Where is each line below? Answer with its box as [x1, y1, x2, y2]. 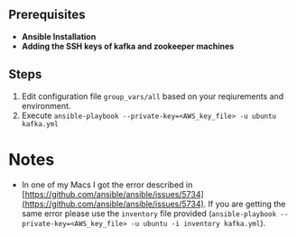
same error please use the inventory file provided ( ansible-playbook [21, 207, 277, 219]
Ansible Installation [21, 31, 97, 41]
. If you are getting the [203, 198, 286, 209]
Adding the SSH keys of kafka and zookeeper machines [21, 41, 235, 51]
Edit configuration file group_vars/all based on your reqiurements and [21, 90, 284, 102]
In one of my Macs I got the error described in [21, 179, 193, 190]
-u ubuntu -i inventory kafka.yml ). [131, 217, 266, 228]
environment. [21, 100, 71, 111]
